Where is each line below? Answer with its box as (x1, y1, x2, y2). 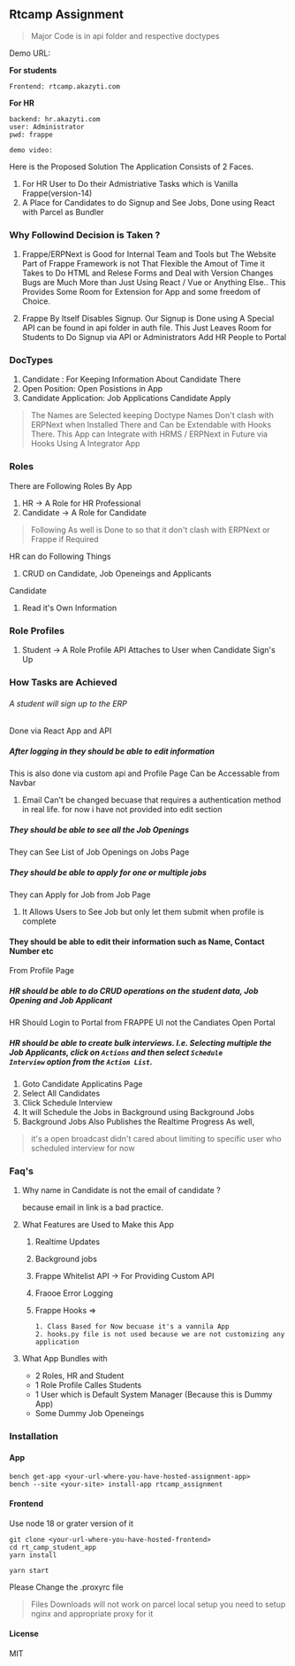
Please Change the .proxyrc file (9, 1581, 124, 1592)
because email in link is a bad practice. (21, 1202, 164, 1213)
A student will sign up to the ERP (9, 698, 128, 709)
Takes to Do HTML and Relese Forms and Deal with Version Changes (21, 267, 274, 278)
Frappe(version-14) (21, 188, 93, 198)
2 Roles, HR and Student (34, 1370, 125, 1381)
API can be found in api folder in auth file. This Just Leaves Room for (21, 322, 272, 333)
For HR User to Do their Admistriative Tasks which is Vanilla (21, 178, 238, 189)
